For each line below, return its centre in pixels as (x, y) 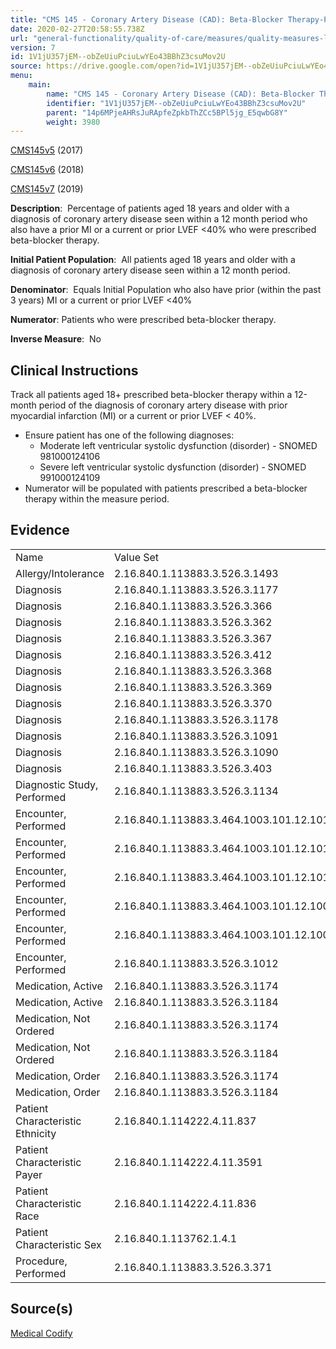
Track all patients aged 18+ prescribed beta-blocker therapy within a (151, 395)
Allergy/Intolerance (60, 573)
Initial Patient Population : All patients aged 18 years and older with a (153, 260)
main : (40, 85)
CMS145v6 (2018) (47, 170)
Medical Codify (41, 1333)
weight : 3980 (73, 122)
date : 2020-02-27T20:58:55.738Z (77, 29)
